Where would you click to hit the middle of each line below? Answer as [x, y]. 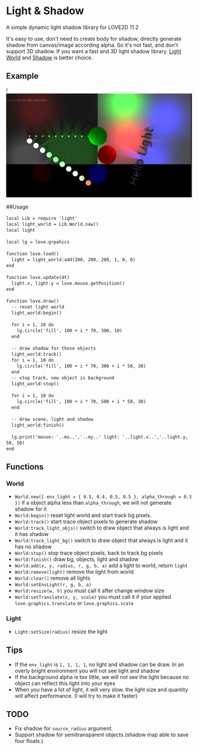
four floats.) [29, 741]
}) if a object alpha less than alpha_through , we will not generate [93, 503]
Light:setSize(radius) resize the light [61, 631]
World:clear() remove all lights [52, 578]
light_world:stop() [35, 384]
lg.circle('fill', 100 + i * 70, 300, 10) [70, 330]
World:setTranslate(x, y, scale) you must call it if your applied [93, 597]
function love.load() [33, 254]
